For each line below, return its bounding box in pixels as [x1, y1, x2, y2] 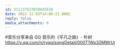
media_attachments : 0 [5, 20, 49, 25]
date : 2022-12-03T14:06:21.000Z [5, 12, 70, 16]
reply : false [5, 16, 32, 21]
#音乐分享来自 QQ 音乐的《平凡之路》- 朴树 [5, 34, 92, 40]
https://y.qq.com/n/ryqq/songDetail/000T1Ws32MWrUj [5, 39, 115, 46]
